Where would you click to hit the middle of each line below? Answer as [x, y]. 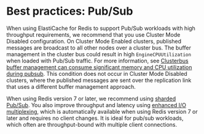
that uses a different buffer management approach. [71, 86]
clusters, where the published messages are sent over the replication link [99, 80]
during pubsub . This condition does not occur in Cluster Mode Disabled [97, 73]
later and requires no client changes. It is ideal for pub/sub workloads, [95, 118]
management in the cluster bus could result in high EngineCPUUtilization [99, 54]
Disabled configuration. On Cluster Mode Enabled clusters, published [94, 41]
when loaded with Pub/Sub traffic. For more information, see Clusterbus [97, 61]
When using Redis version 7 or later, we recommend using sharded [91, 99]
